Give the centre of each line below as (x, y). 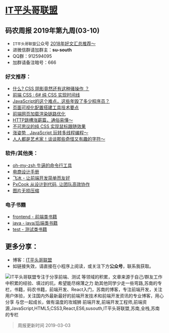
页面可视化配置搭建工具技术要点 (46, 108)
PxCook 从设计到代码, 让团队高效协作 (51, 184)
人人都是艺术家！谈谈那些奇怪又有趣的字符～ (59, 139)
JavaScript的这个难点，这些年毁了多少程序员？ (61, 101)
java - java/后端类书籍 (35, 223)
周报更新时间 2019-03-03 (44, 325)
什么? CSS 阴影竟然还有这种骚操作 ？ (51, 89)
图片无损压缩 (26, 190)
